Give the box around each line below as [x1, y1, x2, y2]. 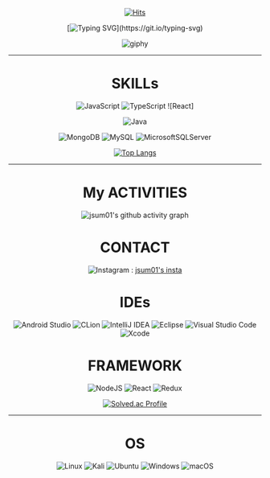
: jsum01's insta [131, 265, 182, 274]
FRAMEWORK [88, 356, 182, 374]
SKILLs [111, 75, 159, 93]
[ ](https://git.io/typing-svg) [67, 23, 203, 32]
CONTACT [100, 238, 170, 257]
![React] [167, 101, 194, 110]
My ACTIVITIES [83, 183, 187, 202]
